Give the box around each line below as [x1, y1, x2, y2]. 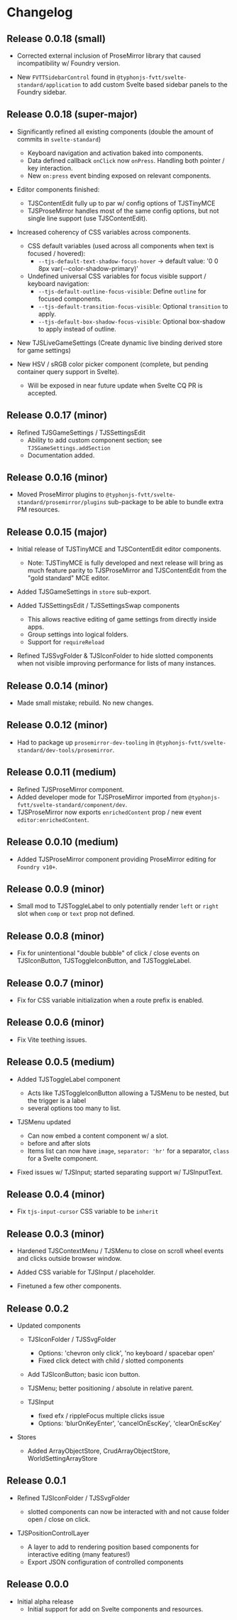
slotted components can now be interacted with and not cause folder [27, 1507, 230, 1515]
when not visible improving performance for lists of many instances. [16, 659, 216, 668]
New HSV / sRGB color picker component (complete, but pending [16, 360, 209, 368]
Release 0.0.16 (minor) [6, 471, 108, 484]
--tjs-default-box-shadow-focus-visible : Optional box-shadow [38, 317, 226, 326]
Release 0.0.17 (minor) [6, 410, 108, 422]
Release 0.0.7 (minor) [6, 977, 104, 989]
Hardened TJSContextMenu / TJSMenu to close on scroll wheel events [16, 1247, 224, 1255]
